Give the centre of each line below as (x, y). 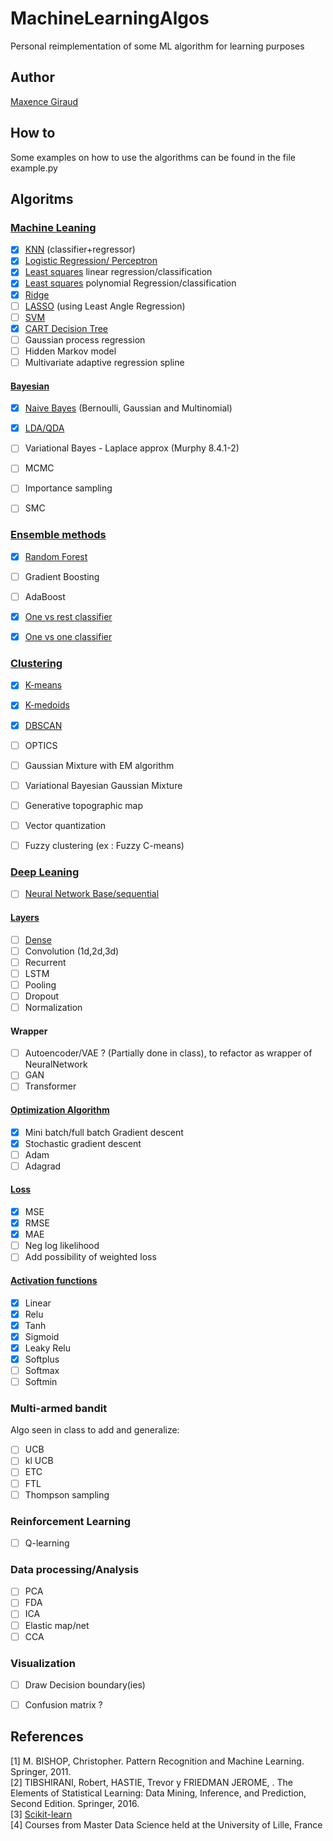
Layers (25, 917)
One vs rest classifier (68, 616)
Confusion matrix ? (63, 1704)
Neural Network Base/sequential (92, 894)
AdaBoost (45, 596)
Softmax (42, 1370)
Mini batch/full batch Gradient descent (104, 1132)
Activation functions (54, 1280)
